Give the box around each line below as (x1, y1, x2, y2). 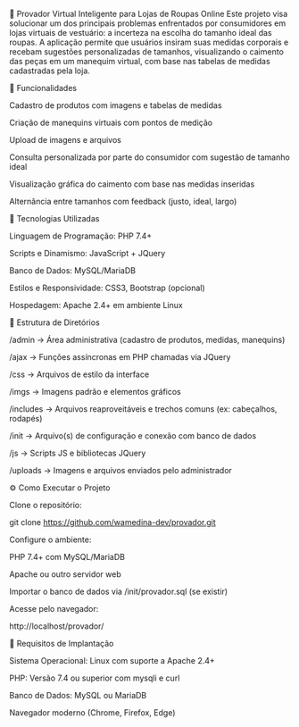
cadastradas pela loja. (9, 65, 91, 76)
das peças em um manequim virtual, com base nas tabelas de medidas (9, 56, 270, 66)
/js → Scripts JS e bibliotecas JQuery (9, 447, 146, 458)
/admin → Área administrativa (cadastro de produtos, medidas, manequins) (9, 335, 286, 345)
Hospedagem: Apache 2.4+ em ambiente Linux (9, 300, 183, 310)
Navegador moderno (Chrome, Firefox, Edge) (9, 707, 176, 718)
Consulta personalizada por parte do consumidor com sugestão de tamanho (9, 152, 290, 163)
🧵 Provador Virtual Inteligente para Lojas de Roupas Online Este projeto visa (9, 9, 288, 19)
